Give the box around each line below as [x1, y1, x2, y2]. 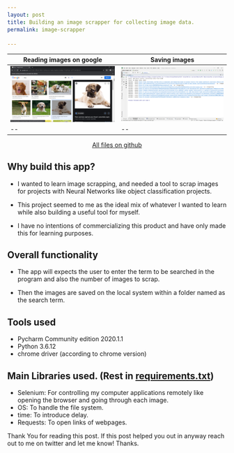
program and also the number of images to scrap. [17, 275, 160, 283]
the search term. [17, 296, 65, 304]
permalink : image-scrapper [7, 26, 86, 33]
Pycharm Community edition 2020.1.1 [17, 335, 124, 343]
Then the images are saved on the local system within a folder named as [17, 289, 226, 297]
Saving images [150, 55, 195, 64]
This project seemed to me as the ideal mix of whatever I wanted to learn [17, 200, 227, 209]
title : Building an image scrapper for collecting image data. [7, 18, 195, 26]
